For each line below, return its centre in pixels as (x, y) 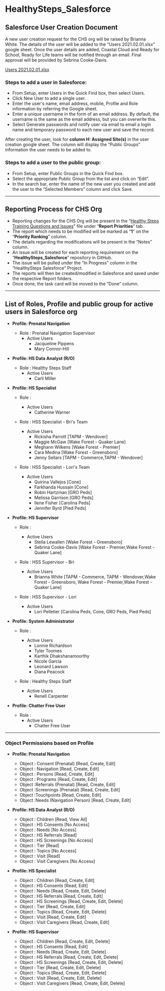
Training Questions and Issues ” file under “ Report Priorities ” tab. (78, 226)
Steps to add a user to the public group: (53, 163)
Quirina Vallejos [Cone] (57, 482)
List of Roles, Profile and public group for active (79, 304)
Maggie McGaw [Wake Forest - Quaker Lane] (80, 442)
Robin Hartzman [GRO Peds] (63, 493)
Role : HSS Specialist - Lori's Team (55, 467)
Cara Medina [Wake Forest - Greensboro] (76, 453)
